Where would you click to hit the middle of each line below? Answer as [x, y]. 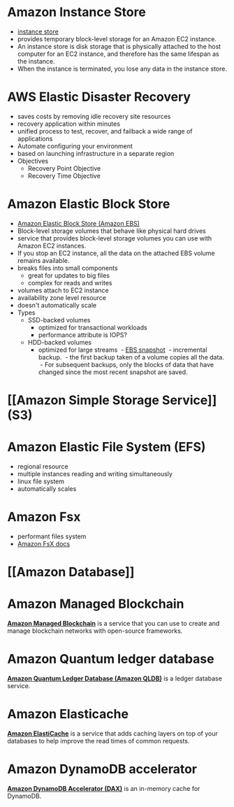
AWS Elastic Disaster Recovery [99, 97]
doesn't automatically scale [57, 305]
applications [35, 138]
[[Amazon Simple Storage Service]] [112, 400]
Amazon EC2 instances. [52, 245]
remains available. [43, 260]
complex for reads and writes [70, 283]
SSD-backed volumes [59, 320]
